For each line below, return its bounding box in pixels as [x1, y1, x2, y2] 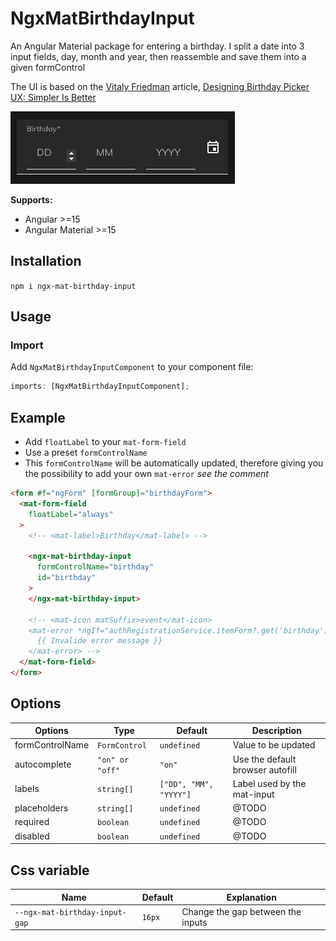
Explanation [226, 891, 277, 903]
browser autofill [232, 763, 297, 776]
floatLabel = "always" [28, 509, 114, 519]
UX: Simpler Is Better [10, 91, 97, 103]
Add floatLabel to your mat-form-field [24, 436, 187, 448]
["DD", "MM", [159, 779, 214, 789]
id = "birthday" [36, 573, 97, 583]
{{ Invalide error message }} [36, 636, 163, 646]
